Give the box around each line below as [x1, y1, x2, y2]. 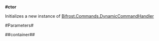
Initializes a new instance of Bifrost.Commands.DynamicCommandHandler [5, 13, 154, 19]
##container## [5, 32, 35, 37]
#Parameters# [5, 22, 34, 28]
